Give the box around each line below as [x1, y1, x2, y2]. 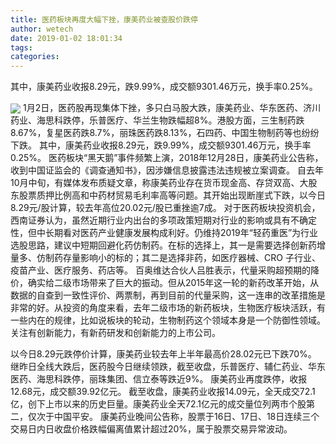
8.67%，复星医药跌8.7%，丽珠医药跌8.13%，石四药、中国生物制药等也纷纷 [10, 127, 320, 139]
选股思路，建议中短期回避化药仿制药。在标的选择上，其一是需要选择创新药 [10, 239, 317, 251]
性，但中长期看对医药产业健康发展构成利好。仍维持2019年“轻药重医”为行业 [10, 227, 319, 239]
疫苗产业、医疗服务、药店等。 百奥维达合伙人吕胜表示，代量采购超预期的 [10, 264, 311, 276]
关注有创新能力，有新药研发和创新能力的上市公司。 [10, 327, 221, 339]
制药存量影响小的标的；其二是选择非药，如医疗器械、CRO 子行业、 [44, 252, 321, 264]
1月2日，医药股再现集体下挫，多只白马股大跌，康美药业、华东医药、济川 [22, 102, 322, 114]
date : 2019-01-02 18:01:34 [10, 33, 123, 43]
